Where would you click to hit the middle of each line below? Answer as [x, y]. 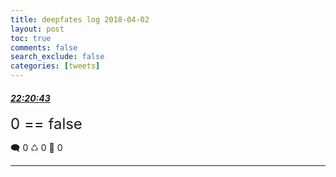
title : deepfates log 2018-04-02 [80, 19]
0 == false [46, 124]
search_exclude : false [57, 57]
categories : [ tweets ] [55, 66]
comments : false [44, 47]
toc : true [31, 38]
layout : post [37, 29]
